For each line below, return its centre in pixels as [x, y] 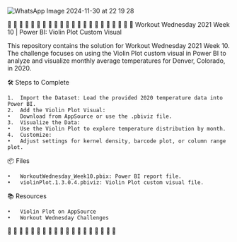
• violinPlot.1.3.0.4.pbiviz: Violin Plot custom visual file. [105, 183]
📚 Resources [27, 196]
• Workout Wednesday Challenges [58, 218]
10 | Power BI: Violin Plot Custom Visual [65, 32]
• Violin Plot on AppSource [52, 212]
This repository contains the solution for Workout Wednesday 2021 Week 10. [118, 46]
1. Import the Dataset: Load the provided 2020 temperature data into [115, 98]
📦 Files [18, 161]
